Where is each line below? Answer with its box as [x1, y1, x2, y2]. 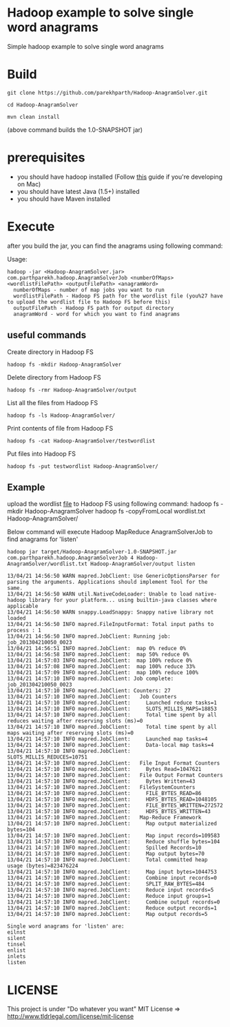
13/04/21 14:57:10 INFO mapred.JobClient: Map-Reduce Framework [7, 814, 202, 821]
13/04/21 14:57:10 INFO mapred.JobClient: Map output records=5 [7, 911, 208, 918]
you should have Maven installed [17, 195, 111, 203]
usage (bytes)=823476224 [7, 863, 79, 870]
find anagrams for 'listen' [7, 535, 79, 543]
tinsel [7, 941, 26, 948]
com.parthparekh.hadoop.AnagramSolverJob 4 [7, 554, 134, 562]
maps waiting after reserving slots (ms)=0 [7, 730, 134, 736]
